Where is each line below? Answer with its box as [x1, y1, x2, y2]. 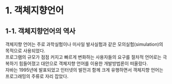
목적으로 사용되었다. [5, 48, 45, 54]
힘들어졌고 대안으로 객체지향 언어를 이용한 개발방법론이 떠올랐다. [18, 60, 148, 67]
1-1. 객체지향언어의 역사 [5, 27, 76, 35]
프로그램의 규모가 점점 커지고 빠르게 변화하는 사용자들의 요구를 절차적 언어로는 [5, 54, 162, 60]
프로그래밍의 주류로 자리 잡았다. [5, 73, 69, 79]
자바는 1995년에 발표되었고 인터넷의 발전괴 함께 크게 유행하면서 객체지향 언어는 [5, 67, 163, 73]
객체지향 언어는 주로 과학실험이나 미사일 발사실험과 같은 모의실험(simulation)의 [5, 41, 163, 47]
